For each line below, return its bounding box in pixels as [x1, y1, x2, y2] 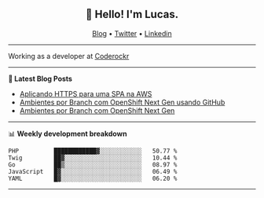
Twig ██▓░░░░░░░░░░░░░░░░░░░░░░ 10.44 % [8, 154, 178, 162]
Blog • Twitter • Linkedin [92, 28, 172, 38]
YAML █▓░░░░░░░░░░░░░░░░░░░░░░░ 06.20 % [8, 174, 178, 182]
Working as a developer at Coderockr [8, 51, 130, 60]
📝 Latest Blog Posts [8, 74, 73, 83]
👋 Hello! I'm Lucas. [85, 8, 179, 21]
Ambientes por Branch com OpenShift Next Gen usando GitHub [19, 97, 225, 107]
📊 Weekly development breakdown [8, 129, 127, 138]
